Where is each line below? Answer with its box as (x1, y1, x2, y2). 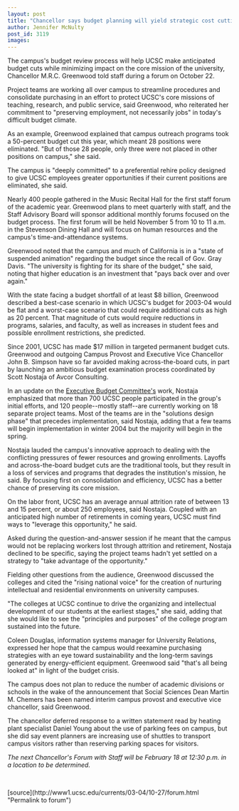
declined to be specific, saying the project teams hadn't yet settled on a (7, 549, 218, 558)
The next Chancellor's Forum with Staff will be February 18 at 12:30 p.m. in (7, 753, 227, 762)
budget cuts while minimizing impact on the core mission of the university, (7, 64, 225, 73)
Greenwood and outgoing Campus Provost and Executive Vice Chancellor (7, 350, 223, 358)
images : (7, 37, 31, 44)
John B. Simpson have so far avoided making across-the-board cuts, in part (7, 358, 230, 366)
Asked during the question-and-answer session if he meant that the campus (7, 534, 231, 542)
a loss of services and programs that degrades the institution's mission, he (7, 468, 226, 477)
